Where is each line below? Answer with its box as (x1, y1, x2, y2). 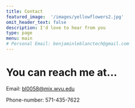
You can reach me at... (6, 66, 117, 79)
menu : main (6, 35, 33, 41)
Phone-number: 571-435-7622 (6, 96, 80, 103)
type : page (6, 30, 33, 36)
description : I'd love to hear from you (6, 24, 106, 31)
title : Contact (6, 8, 43, 15)
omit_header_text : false (6, 19, 67, 25)
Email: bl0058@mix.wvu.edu (6, 85, 75, 92)
